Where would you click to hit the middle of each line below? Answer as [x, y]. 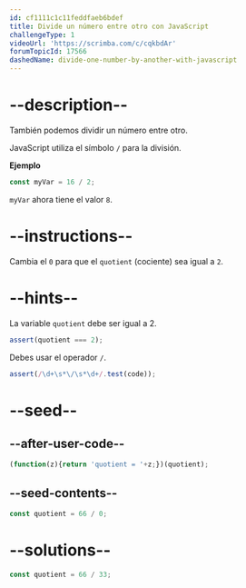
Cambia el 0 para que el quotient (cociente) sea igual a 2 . [117, 261]
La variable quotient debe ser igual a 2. [83, 323]
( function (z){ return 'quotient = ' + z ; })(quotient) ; [109, 464]
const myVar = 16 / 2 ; [52, 182]
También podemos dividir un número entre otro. [98, 130]
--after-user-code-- [67, 444]
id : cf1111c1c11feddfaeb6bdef [67, 18]
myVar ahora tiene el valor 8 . [61, 199]
